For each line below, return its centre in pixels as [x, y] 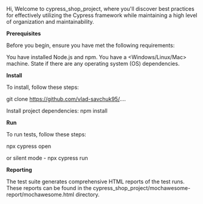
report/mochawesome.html [40, 195]
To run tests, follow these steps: [46, 134]
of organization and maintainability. [50, 22]
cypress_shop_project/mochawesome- [142, 188]
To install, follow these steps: [43, 87]
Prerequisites [24, 33]
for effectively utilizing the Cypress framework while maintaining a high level [102, 15]
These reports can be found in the [49, 188]
